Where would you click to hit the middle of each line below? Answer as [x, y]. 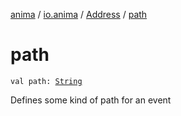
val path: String [46, 81]
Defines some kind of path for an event [91, 100]
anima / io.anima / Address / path [79, 14]
